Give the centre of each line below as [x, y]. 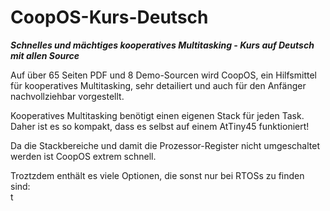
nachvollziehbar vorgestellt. [67, 96]
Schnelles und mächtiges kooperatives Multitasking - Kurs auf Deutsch [162, 45]
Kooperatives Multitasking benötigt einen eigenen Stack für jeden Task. [157, 115]
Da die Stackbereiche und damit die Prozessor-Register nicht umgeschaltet [165, 145]
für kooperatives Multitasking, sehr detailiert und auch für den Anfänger [158, 85]
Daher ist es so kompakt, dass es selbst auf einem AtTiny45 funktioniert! [160, 126]
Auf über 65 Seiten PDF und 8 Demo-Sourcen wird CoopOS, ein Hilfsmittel [163, 75]
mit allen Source [45, 55]
